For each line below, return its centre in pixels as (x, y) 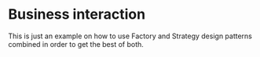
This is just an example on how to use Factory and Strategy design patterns (130, 36)
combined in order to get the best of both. (76, 44)
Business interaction (77, 14)
